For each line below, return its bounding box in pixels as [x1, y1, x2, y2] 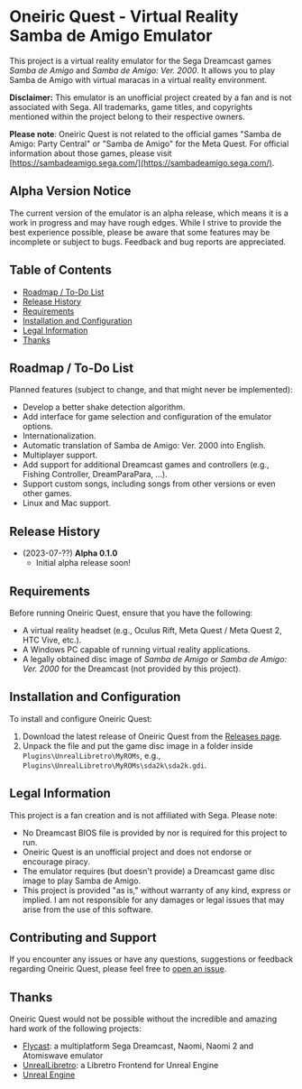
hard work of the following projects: [9, 1023, 142, 1034]
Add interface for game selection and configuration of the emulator [22, 411, 272, 422]
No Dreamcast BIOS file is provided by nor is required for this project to [22, 827, 288, 838]
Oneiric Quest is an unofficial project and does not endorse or [22, 846, 252, 857]
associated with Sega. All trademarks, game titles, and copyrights [9, 101, 253, 112]
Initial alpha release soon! [35, 558, 131, 568]
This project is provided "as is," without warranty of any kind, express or [22, 884, 291, 895]
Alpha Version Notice [9, 183, 132, 199]
